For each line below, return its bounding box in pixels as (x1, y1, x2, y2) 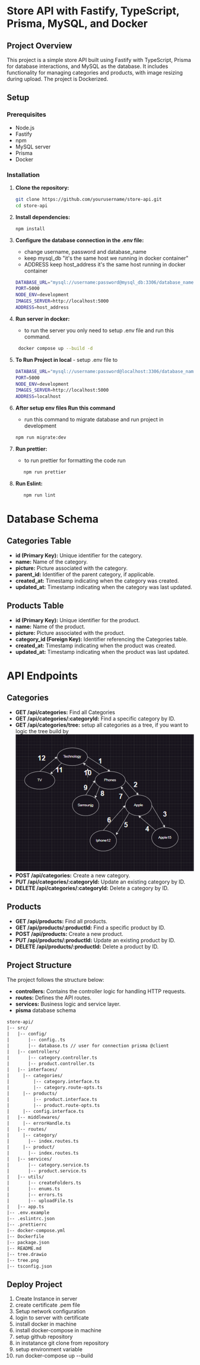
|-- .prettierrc (7, 1221, 47, 1227)
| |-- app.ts (7, 1203, 45, 1209)
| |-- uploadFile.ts (7, 1198, 74, 1203)
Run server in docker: (15, 315, 70, 322)
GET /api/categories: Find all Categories (15, 708, 115, 716)
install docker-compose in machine (15, 1327, 101, 1334)
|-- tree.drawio (7, 1251, 47, 1257)
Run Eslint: (15, 480, 43, 487)
